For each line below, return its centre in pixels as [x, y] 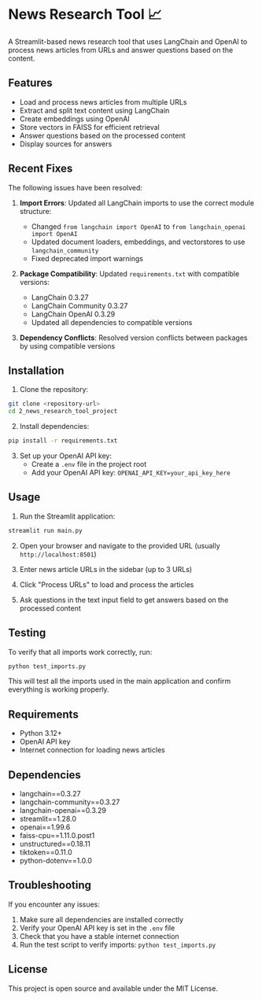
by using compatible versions [67, 345]
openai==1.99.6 [45, 827]
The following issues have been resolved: [76, 187]
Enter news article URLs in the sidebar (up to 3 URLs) [106, 569]
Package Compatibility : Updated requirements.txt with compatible [129, 273]
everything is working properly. [59, 689]
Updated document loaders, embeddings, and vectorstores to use [138, 242]
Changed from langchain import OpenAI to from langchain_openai [138, 226]
